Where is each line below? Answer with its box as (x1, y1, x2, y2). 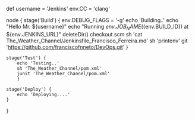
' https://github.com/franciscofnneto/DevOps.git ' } (6, 43, 128, 50)
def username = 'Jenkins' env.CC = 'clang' (6, 5, 110, 12)
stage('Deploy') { (6, 86, 52, 92)
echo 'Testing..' (17, 60, 60, 66)
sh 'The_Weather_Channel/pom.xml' (17, 65, 102, 71)
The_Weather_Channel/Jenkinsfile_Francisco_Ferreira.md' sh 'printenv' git (6, 37, 188, 44)
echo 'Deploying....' (17, 91, 70, 97)
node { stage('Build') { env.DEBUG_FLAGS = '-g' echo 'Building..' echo (6, 17, 179, 23)
